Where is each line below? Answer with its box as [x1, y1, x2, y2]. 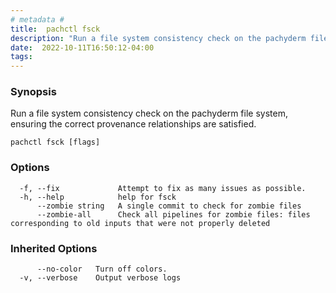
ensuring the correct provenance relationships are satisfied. [10, 118, 257, 130]
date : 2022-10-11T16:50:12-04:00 [10, 42, 155, 53]
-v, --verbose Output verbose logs [19, 273, 182, 283]
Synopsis [10, 85, 57, 99]
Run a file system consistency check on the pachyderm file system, [10, 107, 288, 120]
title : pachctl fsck [10, 24, 101, 34]
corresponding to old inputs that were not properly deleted [10, 218, 271, 228]
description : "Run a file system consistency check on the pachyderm [10, 33, 307, 43]
